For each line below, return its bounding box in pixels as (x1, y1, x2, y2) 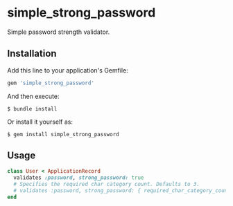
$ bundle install (7, 105, 58, 112)
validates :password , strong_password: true (13, 174, 144, 181)
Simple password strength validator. (7, 28, 110, 36)
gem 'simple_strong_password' (7, 79, 95, 86)
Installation (7, 48, 57, 59)
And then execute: (7, 92, 60, 100)
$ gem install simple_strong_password (7, 131, 119, 138)
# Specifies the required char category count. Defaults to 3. (13, 181, 200, 188)
